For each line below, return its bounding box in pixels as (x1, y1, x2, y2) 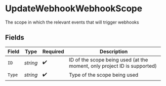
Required (42, 48, 64, 55)
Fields (5, 33, 25, 42)
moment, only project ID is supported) (69, 62, 157, 69)
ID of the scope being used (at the (69, 56, 148, 63)
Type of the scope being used (69, 72, 138, 79)
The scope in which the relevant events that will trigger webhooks (5, 19, 139, 25)
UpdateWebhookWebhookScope (5, 3, 142, 14)
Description (99, 48, 128, 55)
